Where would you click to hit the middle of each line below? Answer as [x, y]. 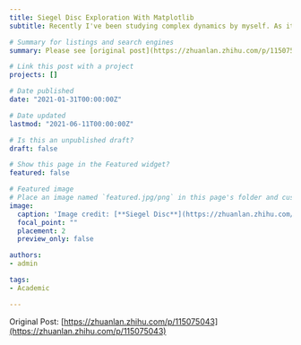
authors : [26, 255]
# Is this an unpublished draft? [72, 140]
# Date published [42, 91]
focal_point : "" [47, 222]
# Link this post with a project [72, 67]
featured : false [39, 173]
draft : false [34, 149]
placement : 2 [42, 231]
